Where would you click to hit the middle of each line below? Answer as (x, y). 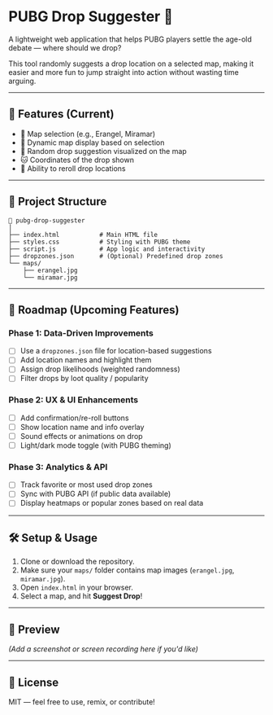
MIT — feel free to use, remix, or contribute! (82, 702)
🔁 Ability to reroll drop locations (73, 168)
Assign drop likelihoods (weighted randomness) (100, 369)
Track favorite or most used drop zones (86, 485)
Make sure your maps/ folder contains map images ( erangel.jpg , (127, 570)
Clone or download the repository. (78, 562)
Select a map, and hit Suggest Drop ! (81, 596)
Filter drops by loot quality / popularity (84, 379)
